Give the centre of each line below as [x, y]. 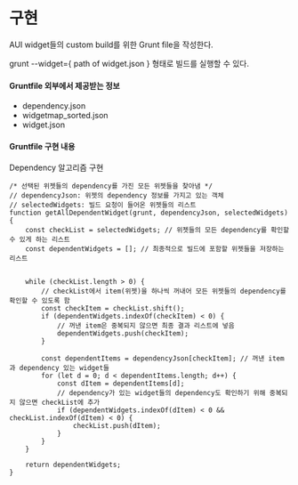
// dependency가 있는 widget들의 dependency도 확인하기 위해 [161, 393]
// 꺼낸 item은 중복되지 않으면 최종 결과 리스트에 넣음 [145, 326]
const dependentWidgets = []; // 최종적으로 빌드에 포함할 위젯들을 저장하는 [155, 249]
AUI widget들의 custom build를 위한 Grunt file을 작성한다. [111, 44]
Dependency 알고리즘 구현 [56, 168]
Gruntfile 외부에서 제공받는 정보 [64, 85]
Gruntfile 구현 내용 [42, 146]
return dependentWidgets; [73, 465]
